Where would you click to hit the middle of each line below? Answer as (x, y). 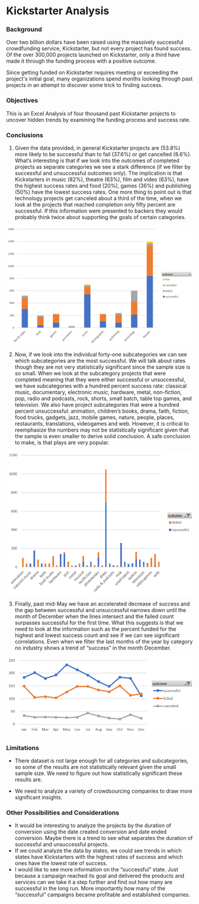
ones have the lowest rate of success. (61, 863)
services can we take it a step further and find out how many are (94, 882)
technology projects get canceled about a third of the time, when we (98, 198)
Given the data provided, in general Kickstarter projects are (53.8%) (97, 148)
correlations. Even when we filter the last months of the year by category (104, 641)
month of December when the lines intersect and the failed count (94, 616)
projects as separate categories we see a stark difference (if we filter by (102, 167)
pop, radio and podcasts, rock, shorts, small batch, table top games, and (103, 398)
